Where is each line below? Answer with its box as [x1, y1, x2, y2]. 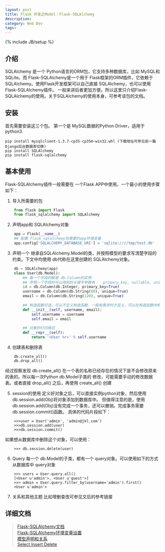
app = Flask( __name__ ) [14, 232, 60, 237]
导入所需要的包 [12, 198, 43, 204]
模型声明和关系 [17, 536, 48, 542]
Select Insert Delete [17, 541, 57, 547]
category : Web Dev [5, 21, 43, 26]
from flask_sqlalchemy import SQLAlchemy [14, 212, 100, 217]
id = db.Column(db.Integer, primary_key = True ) [23, 284, 120, 289]
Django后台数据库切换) [5, 144, 47, 149]
